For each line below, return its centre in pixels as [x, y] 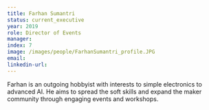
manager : [20, 39]
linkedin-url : [27, 65]
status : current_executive [46, 20]
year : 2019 [23, 26]
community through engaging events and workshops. [83, 99]
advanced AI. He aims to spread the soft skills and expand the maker [104, 91]
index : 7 [20, 45]
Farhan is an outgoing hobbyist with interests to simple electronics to [105, 84]
